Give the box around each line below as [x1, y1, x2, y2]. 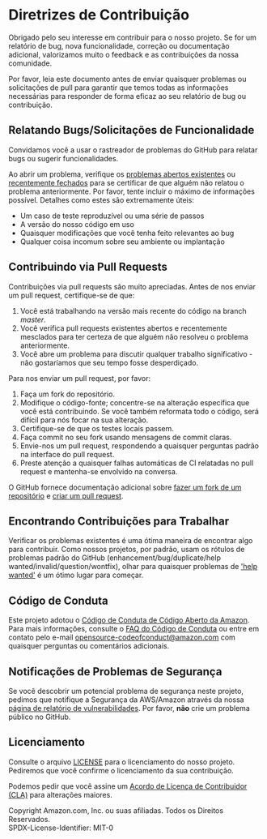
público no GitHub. [8, 712, 71, 721]
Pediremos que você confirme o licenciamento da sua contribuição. [8, 765, 235, 775]
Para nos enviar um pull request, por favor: [8, 373, 151, 383]
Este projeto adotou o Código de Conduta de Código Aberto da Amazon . [8, 615, 250, 625]
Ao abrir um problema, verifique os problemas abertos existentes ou [8, 169, 236, 179]
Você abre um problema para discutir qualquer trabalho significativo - [19, 349, 253, 358]
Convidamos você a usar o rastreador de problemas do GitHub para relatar [8, 144, 258, 155]
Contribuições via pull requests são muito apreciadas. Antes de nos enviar [8, 281, 256, 291]
